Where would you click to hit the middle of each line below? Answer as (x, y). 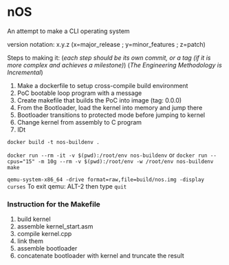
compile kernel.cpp (44, 234)
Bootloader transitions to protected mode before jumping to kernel (111, 115)
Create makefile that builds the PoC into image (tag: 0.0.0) (99, 100)
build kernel (34, 219)
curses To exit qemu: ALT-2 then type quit (67, 186)
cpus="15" (21, 161)
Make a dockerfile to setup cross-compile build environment (102, 85)
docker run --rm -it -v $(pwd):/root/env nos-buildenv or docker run (107, 155)
